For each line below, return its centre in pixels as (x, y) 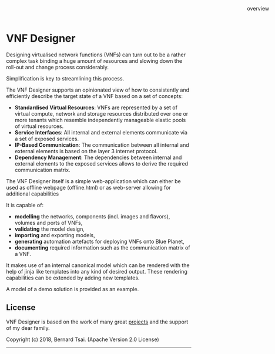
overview (258, 9)
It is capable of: (25, 205)
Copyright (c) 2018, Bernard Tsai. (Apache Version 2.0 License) (83, 339)
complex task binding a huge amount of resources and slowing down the (94, 60)
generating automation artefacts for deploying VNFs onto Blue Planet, (99, 241)
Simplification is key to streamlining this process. (65, 78)
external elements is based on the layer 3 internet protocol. (86, 151)
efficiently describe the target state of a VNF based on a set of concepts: (95, 96)
